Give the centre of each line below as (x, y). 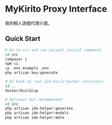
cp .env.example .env (27, 68)
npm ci (12, 64)
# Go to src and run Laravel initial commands (53, 50)
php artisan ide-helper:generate (39, 108)
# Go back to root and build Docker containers (55, 82)
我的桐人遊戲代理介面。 (29, 23)
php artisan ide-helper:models (37, 113)
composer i (16, 59)
